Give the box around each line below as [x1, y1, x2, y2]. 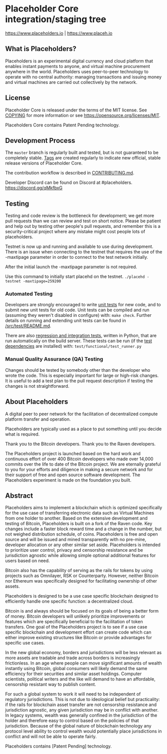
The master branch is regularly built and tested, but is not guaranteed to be [5, 149, 159, 155]
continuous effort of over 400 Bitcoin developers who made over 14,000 [5, 456, 154, 462]
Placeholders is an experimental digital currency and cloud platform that [5, 58, 154, 64]
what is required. [5, 431, 40, 437]
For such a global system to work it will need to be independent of [5, 691, 141, 697]
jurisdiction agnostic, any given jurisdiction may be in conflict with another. [5, 707, 159, 713]
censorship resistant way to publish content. [5, 682, 96, 688]
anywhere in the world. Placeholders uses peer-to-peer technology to [5, 68, 149, 74]
